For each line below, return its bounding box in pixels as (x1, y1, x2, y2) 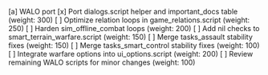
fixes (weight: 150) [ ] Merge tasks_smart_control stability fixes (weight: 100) (8, 41, 260, 50)
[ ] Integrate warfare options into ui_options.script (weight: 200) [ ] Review (8, 49, 254, 58)
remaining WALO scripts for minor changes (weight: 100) (8, 57, 196, 67)
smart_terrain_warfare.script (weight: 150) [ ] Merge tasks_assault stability (8, 32, 253, 41)
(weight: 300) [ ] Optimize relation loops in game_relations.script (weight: (8, 15, 250, 25)
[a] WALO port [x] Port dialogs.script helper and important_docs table (8, 7, 238, 16)
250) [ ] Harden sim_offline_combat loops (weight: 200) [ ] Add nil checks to (8, 24, 260, 33)
